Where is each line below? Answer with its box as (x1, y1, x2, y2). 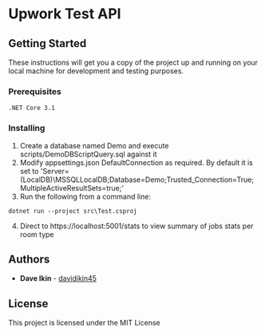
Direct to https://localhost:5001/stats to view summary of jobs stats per (19, 221, 254, 231)
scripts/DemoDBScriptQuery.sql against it (19, 149, 157, 159)
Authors (8, 252, 50, 266)
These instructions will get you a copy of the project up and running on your (8, 57, 258, 67)
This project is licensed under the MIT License (8, 318, 161, 328)
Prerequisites (8, 85, 61, 97)
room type (19, 229, 54, 239)
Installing (8, 123, 45, 134)
